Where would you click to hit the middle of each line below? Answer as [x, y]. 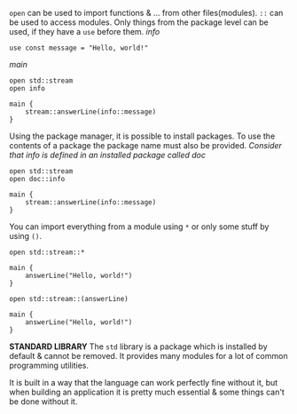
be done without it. [43, 402]
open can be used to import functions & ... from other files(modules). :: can [146, 13]
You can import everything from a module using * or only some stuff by [139, 227]
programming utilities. [49, 365]
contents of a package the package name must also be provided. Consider [145, 145]
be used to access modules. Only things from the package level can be [139, 22]
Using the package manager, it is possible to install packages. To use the [142, 136]
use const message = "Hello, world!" [79, 48]
